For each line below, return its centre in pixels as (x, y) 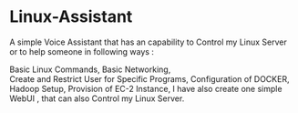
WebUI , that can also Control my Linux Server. (97, 98)
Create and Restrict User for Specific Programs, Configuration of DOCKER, (149, 78)
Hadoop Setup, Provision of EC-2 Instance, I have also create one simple (146, 88)
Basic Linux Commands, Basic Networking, (90, 69)
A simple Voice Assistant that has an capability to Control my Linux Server (148, 42)
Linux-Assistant (71, 17)
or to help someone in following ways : (82, 51)
